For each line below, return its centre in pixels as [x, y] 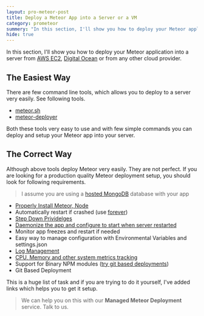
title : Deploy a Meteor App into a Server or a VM [72, 18]
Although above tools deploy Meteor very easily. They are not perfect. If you [102, 169]
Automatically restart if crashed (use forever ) [71, 212]
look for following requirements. [46, 182]
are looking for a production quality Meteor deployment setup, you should [99, 175]
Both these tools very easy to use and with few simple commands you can [99, 128]
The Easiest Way [39, 78]
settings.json [31, 244]
